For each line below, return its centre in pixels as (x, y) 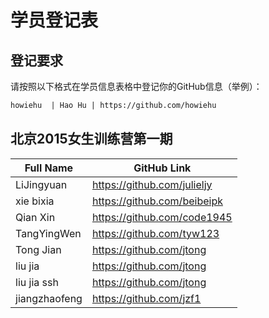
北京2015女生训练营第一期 (91, 139)
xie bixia (35, 201)
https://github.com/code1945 (162, 217)
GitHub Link (162, 168)
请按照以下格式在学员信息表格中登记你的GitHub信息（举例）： (136, 86)
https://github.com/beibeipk (157, 201)
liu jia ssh (37, 282)
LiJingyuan (41, 184)
